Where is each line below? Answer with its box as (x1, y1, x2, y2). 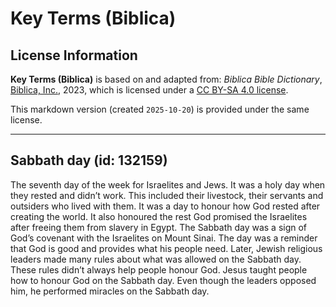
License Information (10, 47, 138, 64)
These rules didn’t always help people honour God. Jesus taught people (10, 263, 308, 276)
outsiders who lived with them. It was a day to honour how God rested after (10, 200, 321, 212)
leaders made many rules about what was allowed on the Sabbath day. (10, 253, 302, 265)
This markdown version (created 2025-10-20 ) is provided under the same (10, 103, 310, 115)
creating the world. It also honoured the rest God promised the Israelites (10, 210, 308, 222)
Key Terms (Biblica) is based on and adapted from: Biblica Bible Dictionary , (10, 73, 323, 85)
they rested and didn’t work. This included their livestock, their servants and (10, 189, 324, 201)
